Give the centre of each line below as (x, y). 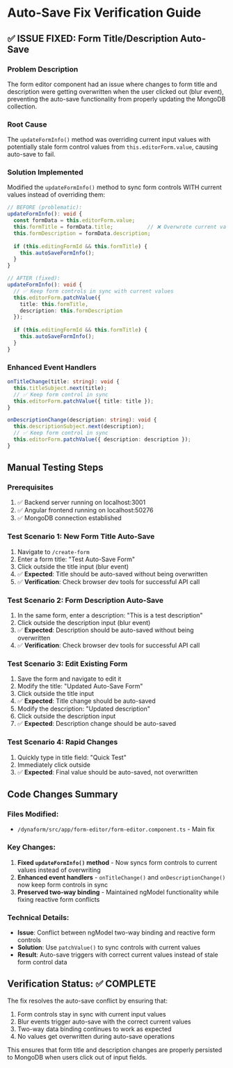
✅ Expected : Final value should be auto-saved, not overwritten (107, 772)
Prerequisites (30, 487)
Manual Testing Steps (55, 468)
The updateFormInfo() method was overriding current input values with (109, 140)
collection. (22, 106)
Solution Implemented (45, 172)
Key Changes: (31, 848)
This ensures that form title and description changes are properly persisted (115, 1050)
